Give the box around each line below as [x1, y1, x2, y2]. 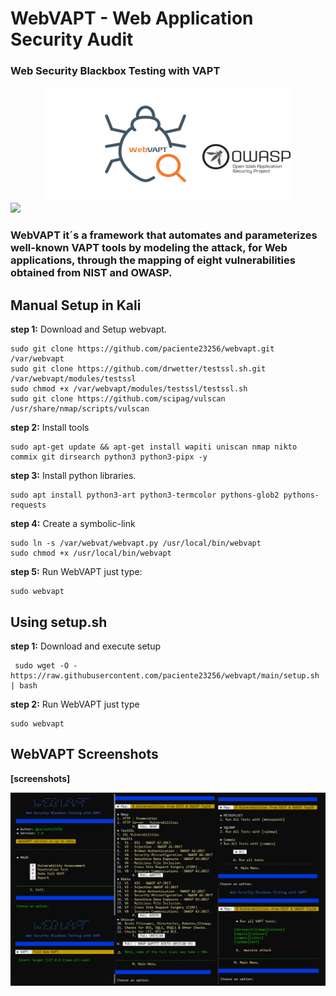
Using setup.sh [10, 613, 108, 631]
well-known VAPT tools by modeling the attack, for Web [10, 241, 288, 255]
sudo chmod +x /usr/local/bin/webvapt [10, 548, 172, 559]
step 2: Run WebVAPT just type [10, 698, 140, 711]
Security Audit [10, 28, 134, 51]
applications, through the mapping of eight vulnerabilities [10, 253, 296, 267]
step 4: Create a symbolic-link [10, 518, 136, 530]
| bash [10, 681, 38, 691]
